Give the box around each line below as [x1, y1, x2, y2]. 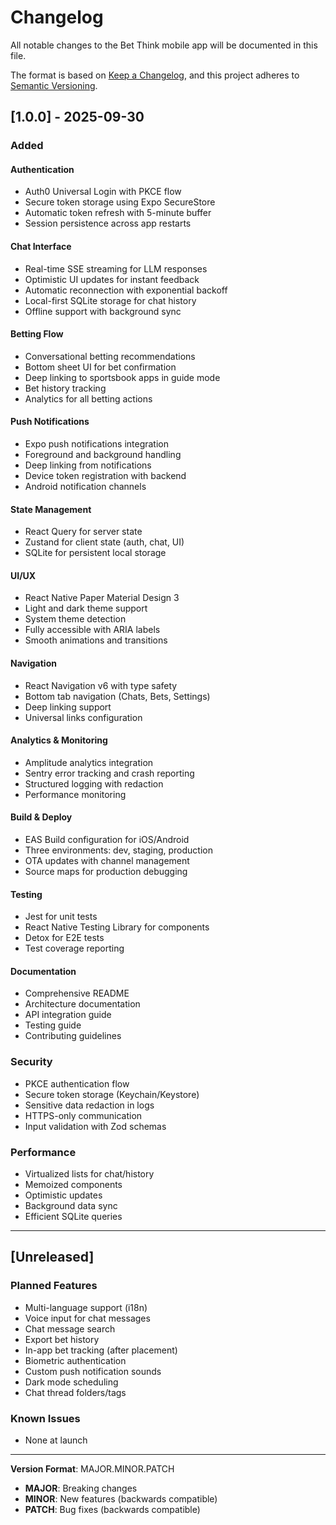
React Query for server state [24, 526, 143, 538]
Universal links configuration [24, 711, 143, 723]
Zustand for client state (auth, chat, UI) [24, 536, 185, 548]
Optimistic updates [24, 1189, 103, 1201]
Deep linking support [24, 701, 112, 713]
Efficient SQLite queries [24, 1211, 123, 1223]
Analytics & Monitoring [10, 734, 108, 746]
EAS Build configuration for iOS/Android [24, 834, 190, 846]
